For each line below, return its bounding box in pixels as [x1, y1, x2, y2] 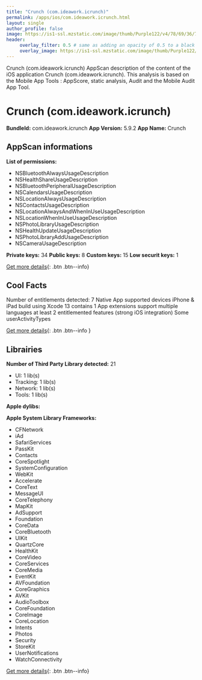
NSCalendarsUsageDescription [14, 189, 93, 196]
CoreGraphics [14, 586, 50, 593]
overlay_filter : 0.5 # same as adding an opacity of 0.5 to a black [19, 43, 195, 49]
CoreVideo [14, 554, 42, 561]
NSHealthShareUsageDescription [14, 175, 98, 183]
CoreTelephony [14, 496, 53, 503]
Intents [14, 624, 32, 631]
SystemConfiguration [14, 464, 68, 472]
